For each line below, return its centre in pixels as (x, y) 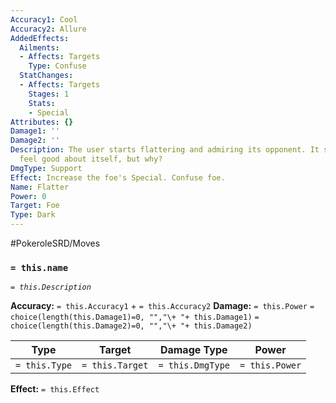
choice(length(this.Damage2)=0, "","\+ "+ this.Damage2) (131, 326)
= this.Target (115, 365)
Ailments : (39, 47)
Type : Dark (33, 215)
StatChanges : (46, 76)
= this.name (39, 267)
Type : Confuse (57, 66)
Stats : (42, 103)
